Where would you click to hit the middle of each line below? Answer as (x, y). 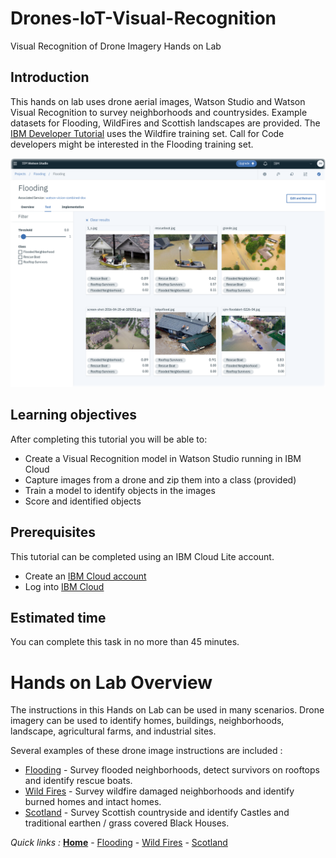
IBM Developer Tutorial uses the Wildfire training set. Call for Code (147, 133)
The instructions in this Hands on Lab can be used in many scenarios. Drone (167, 710)
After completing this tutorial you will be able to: (109, 439)
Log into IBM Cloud (64, 586)
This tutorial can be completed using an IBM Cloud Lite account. (142, 556)
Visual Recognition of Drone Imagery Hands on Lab (116, 46)
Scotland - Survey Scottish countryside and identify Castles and (157, 813)
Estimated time (58, 617)
